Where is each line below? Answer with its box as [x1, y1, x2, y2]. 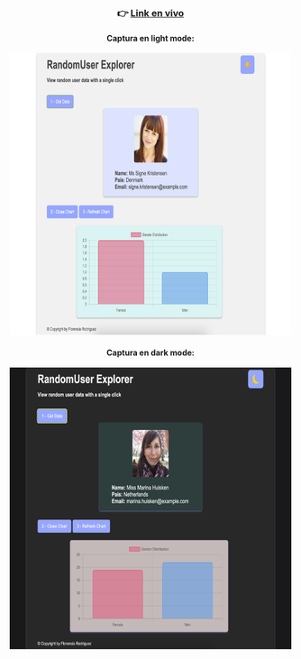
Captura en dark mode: [106, 347, 195, 358]
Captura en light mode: [106, 32, 195, 43]
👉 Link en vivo [116, 6, 185, 19]
